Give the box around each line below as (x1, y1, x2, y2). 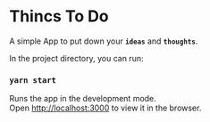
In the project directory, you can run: (9, 53, 144, 63)
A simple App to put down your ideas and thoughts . (9, 36, 198, 46)
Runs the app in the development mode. (9, 94, 156, 104)
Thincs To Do (9, 6, 109, 27)
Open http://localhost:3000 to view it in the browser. (9, 102, 202, 113)
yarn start (9, 75, 56, 85)
